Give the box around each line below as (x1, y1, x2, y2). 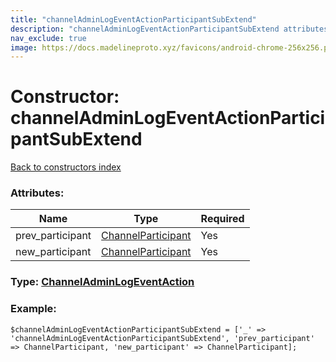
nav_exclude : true (10, 33, 87, 43)
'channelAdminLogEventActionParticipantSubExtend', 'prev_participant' (10, 333, 315, 343)
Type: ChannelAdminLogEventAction (10, 275, 195, 289)
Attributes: (10, 186, 65, 200)
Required (200, 212, 245, 226)
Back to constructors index (10, 161, 122, 173)
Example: (10, 302, 57, 316)
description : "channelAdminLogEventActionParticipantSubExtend (10, 24, 280, 34)
